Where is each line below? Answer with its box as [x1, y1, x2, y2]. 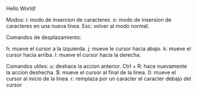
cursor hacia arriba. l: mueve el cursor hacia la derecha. [6, 51, 141, 58]
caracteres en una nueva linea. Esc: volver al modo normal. [6, 23, 149, 29]
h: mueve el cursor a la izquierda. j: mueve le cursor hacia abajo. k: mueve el [6, 45, 191, 52]
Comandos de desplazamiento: [6, 34, 82, 40]
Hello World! [6, 5, 36, 12]
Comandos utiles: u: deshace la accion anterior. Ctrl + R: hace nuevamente [6, 63, 187, 70]
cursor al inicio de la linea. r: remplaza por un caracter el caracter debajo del [6, 75, 191, 82]
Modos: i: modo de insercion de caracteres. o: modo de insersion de [6, 16, 172, 23]
